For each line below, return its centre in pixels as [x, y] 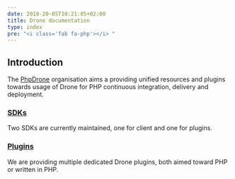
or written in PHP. [33, 169]
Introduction [35, 62]
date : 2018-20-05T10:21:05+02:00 [57, 14]
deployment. [25, 94]
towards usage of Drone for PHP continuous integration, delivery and [108, 87]
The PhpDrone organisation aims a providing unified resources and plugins [116, 79]
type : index [25, 27]
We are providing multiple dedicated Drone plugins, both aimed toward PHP [117, 162]
